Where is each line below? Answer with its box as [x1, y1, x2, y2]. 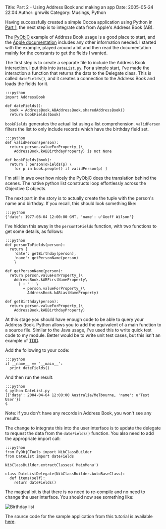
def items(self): [9, 476, 46, 481]
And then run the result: [5, 374, 54, 380]
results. [5, 416, 21, 421]
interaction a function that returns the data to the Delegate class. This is [5, 70, 152, 76]
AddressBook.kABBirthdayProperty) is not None [14, 149, 112, 154]
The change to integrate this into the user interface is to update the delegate [5, 425, 161, 431]
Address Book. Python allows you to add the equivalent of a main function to [5, 322, 162, 327]
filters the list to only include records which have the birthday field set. [5, 126, 149, 132]
